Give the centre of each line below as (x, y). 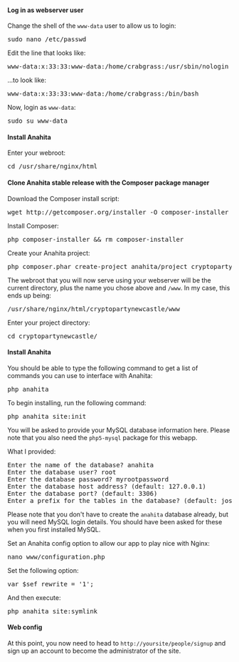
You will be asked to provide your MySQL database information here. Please (119, 430)
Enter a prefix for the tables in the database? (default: (113, 500)
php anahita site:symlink (53, 611)
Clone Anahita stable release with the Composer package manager (108, 183)
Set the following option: (43, 570)
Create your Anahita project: (49, 253)
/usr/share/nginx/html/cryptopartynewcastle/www (94, 309)
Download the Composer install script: (63, 198)
